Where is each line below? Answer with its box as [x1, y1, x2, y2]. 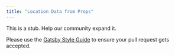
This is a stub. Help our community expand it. [6, 25, 117, 32]
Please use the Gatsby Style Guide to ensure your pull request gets [6, 36, 170, 43]
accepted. [6, 42, 31, 49]
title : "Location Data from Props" [6, 8, 94, 15]
